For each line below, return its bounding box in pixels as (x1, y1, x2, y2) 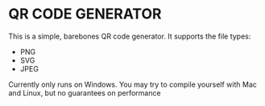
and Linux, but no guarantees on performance (8, 88, 161, 97)
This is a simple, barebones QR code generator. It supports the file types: (8, 31, 251, 41)
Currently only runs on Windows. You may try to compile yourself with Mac (8, 79, 258, 89)
